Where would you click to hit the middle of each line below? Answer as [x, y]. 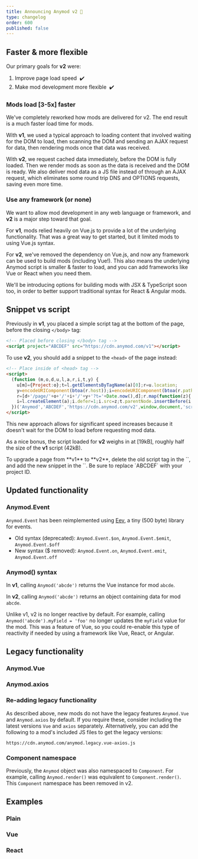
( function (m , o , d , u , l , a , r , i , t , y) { [55, 379]
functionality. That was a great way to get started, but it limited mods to [93, 237]
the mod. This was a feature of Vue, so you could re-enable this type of [93, 627]
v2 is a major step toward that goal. [49, 219]
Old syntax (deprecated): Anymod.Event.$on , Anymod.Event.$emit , [93, 538]
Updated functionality [47, 491]
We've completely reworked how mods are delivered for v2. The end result [97, 117]
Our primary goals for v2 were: [44, 66]
